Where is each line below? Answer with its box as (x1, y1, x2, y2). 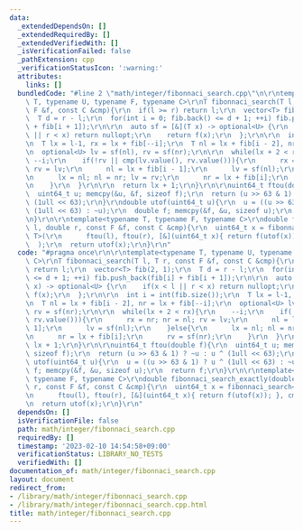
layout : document (9, 475, 75, 484)
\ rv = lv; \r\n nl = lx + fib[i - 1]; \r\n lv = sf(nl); (25, 164, 280, 173)
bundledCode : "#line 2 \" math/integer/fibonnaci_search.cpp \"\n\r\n (17, 88, 280, 98)
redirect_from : (9, 483, 67, 492)
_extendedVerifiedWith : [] (17, 38, 119, 48)
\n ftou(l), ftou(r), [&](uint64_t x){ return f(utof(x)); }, (25, 391, 284, 400)
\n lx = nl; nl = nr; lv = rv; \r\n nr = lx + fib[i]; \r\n (25, 172, 289, 182)
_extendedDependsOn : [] (17, 22, 106, 31)
